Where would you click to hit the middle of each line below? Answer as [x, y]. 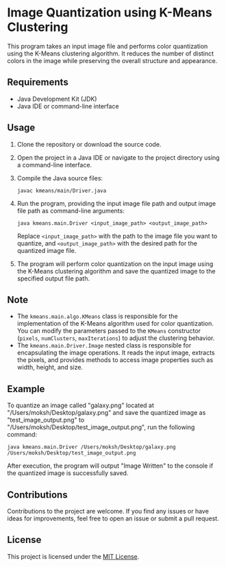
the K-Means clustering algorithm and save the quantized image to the [116, 271]
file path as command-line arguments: [71, 210]
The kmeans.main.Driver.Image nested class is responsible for [104, 346]
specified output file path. [53, 278]
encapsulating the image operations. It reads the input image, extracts [116, 353]
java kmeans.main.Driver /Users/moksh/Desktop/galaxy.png [91, 447]
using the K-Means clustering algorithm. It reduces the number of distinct [111, 53]
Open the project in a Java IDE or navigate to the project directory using [118, 157]
